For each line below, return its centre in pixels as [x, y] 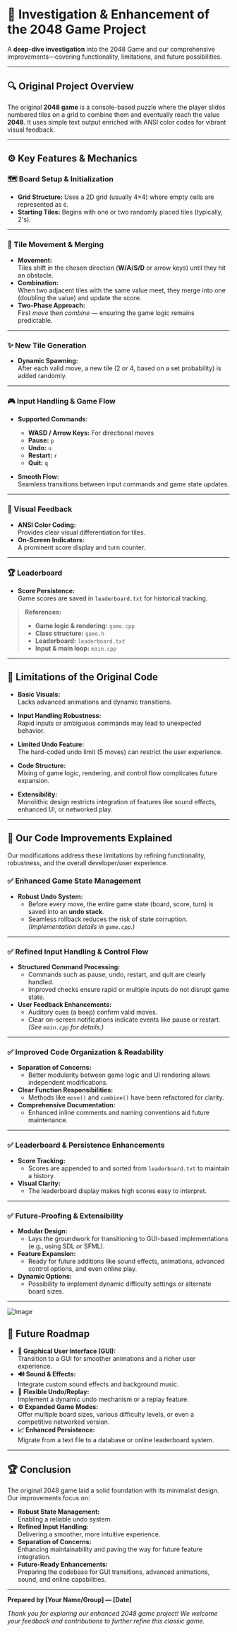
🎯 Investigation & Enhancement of [109, 15]
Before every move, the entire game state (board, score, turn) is [121, 904]
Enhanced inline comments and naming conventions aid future [119, 1113]
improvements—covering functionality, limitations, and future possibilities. [115, 57]
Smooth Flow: [38, 477]
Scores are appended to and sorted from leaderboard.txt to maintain [129, 1168]
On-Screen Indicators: [51, 540]
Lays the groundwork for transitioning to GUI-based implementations [128, 1239]
